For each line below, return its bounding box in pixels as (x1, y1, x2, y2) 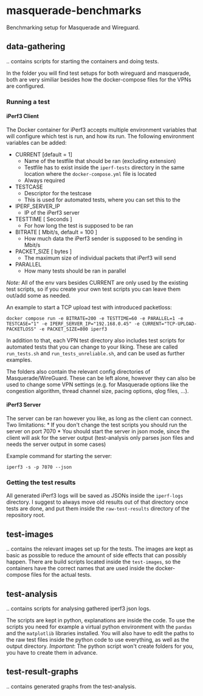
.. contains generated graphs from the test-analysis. (6, 683, 137, 690)
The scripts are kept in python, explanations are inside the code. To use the (6, 617, 195, 624)
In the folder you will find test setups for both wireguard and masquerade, (6, 69, 191, 77)
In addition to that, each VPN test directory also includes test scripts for (6, 336, 185, 344)
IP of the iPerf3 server (24, 209, 80, 216)
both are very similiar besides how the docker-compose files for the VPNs (6, 75, 191, 83)
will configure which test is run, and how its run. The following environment (6, 132, 194, 140)
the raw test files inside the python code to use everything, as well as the (6, 636, 190, 643)
